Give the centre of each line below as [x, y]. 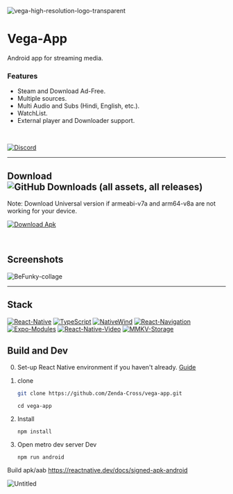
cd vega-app [34, 406]
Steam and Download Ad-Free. [61, 91]
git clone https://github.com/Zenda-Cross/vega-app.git [100, 394]
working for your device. [42, 211]
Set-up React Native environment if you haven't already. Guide [106, 368]
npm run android [41, 458]
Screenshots [35, 260]
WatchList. [32, 113]
